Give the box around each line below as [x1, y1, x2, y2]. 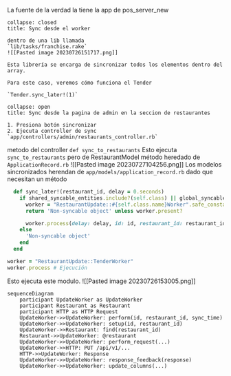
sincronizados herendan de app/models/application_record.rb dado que [7, 168, 213, 176]
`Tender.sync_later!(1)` [7, 92, 78, 98]
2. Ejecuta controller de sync [7, 127, 97, 134]
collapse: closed [7, 19, 57, 26]
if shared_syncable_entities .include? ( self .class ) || [19, 194, 177, 202]
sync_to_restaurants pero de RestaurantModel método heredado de [7, 153, 201, 161]
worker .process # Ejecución [7, 264, 88, 271]
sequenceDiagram [7, 290, 54, 297]
